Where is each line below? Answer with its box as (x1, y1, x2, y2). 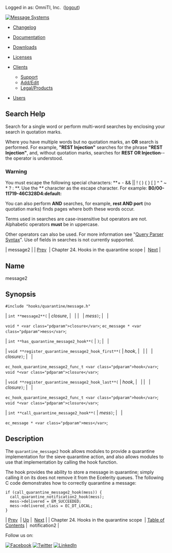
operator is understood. (13, 155, 63, 161)
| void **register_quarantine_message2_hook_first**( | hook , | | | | (5, 348, 153, 354)
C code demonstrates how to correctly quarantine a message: (5, 480, 137, 486)
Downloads (12, 44, 37, 50)
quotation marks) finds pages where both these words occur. (5, 206, 135, 212)
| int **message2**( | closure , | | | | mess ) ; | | (5, 313, 109, 319)
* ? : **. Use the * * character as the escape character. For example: (5, 185, 147, 192)
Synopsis (5, 290, 36, 299)
